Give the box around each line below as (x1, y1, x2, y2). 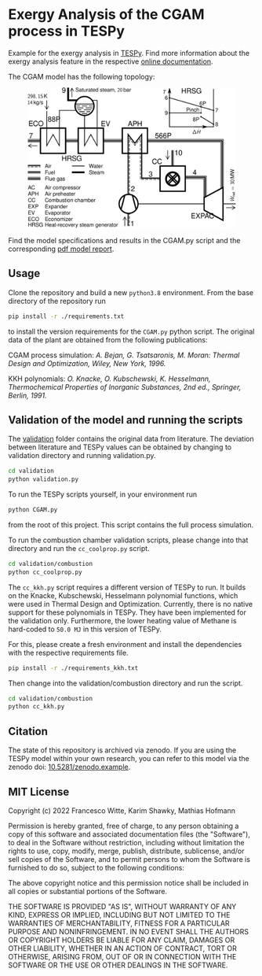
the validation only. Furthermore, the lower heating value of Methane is (8, 616, 237, 625)
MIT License (8, 785, 70, 798)
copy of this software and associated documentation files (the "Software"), (8, 829, 251, 839)
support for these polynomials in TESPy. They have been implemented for (8, 608, 247, 617)
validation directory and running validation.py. (8, 451, 156, 460)
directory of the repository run (8, 296, 106, 305)
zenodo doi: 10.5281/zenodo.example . (8, 762, 131, 772)
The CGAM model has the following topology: (8, 72, 155, 81)
